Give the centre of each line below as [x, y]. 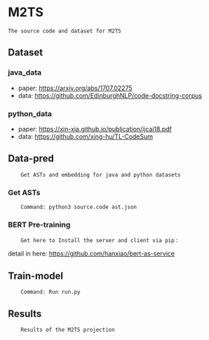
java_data [25, 73]
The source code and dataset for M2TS [65, 31]
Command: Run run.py [50, 292]
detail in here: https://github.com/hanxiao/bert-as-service [91, 253]
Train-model [36, 276]
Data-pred [31, 159]
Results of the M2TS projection [68, 329]
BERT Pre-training [39, 225]
